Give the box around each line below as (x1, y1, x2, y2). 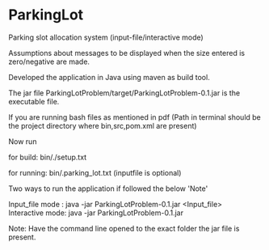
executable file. (8, 96, 60, 106)
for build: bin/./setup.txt (8, 152, 87, 162)
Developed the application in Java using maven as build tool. (8, 72, 210, 82)
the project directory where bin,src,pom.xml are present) (8, 121, 197, 130)
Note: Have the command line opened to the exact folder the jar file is (8, 223, 240, 233)
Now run (8, 136, 37, 146)
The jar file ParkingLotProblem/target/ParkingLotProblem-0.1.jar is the (8, 87, 241, 98)
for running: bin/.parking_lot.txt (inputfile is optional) (8, 167, 182, 177)
